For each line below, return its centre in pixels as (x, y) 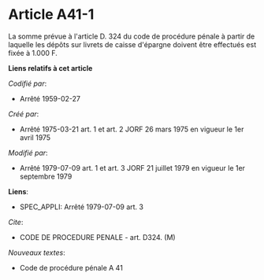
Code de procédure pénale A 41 (71, 267)
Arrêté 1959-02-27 (50, 98)
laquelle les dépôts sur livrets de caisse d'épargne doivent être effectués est (132, 44)
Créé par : (24, 114)
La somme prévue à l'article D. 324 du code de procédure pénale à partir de (132, 36)
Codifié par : (28, 83)
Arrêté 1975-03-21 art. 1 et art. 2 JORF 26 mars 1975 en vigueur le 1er (132, 129)
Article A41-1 (51, 15)
